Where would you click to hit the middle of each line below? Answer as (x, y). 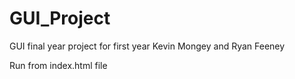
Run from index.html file (58, 65)
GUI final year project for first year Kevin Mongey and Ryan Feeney (147, 46)
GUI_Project (60, 18)
